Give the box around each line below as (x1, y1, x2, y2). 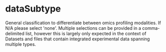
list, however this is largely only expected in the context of (25, 30, 146, 36)
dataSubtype (5, 3, 62, 15)
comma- (142, 25, 160, 31)
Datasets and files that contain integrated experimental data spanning (5, 36, 150, 42)
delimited (5, 30, 25, 36)
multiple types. (5, 41, 36, 47)
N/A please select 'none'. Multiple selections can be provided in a (5, 25, 141, 31)
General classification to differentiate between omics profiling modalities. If (5, 20, 161, 26)
